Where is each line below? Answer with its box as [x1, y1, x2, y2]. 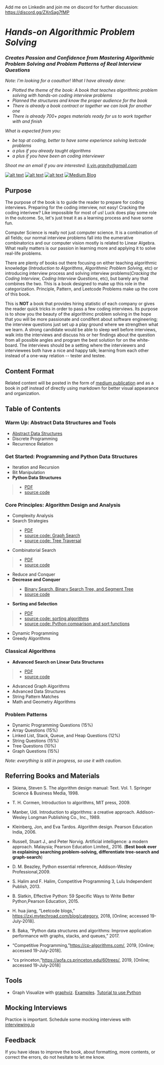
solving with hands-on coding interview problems [12, 93, 113, 99]
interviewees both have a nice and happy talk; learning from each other [5, 347, 149, 353]
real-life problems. [5, 250, 43, 256]
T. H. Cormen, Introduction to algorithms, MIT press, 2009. [12, 799, 131, 805]
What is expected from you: [5, 128, 61, 134]
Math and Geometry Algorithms [12, 698, 76, 705]
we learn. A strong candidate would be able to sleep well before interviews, [5, 327, 157, 333]
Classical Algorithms [5, 648, 56, 655]
